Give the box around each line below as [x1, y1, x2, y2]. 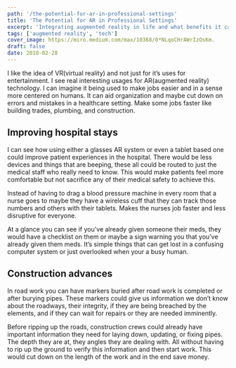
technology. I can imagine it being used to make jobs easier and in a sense [7, 84, 223, 92]
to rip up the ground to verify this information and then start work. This [7, 345, 212, 353]
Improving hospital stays [7, 127, 118, 139]
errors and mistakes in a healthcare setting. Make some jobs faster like [7, 99, 212, 107]
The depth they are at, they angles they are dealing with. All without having [7, 337, 224, 345]
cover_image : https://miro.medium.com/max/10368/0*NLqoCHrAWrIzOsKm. [7, 37, 216, 44]
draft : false [7, 43, 46, 50]
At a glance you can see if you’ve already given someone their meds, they [7, 224, 221, 233]
